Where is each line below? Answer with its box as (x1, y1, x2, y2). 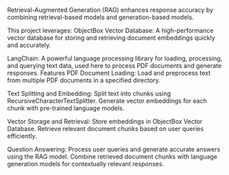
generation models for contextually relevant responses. (7, 160, 164, 167)
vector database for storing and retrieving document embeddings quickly (7, 34, 215, 42)
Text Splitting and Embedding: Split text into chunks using (7, 89, 171, 97)
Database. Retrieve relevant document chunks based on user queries (7, 125, 204, 132)
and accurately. (7, 41, 52, 49)
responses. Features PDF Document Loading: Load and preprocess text (7, 69, 211, 77)
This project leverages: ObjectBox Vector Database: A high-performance (7, 27, 214, 34)
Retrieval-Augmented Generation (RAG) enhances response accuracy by (7, 6, 214, 14)
